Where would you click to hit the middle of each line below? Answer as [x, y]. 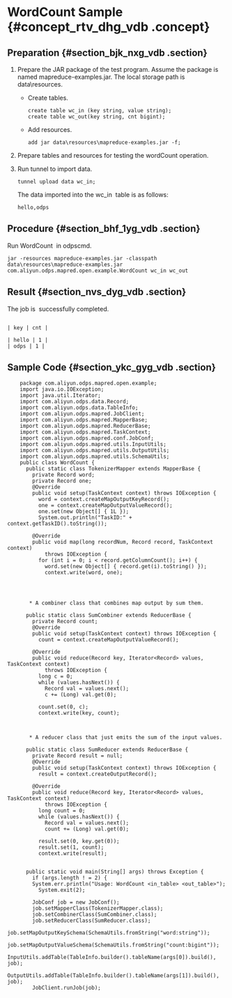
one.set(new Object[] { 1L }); [84, 512]
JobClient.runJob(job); [67, 988]
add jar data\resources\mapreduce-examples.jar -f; [104, 142]
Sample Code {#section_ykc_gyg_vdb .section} [111, 367]
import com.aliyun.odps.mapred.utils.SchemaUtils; [95, 457]
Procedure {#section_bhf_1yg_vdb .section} [104, 229]
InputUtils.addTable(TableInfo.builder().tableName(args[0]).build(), [112, 958]
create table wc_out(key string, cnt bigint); [96, 117]
